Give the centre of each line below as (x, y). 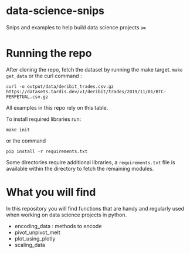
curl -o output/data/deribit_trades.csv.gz (60, 86)
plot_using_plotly (35, 238)
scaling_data (30, 245)
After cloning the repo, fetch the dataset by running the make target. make (94, 69)
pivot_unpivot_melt (37, 232)
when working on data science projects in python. (67, 215)
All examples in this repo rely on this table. (57, 107)
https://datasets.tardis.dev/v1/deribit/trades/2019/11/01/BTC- (86, 92)
